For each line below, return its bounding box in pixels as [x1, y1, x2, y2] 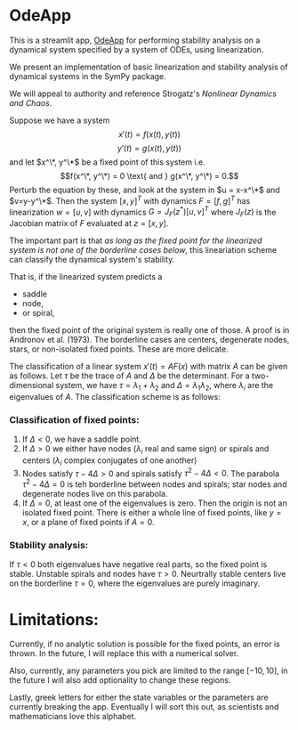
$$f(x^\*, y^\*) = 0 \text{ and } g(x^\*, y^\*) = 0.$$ [60, 170, 239, 181]
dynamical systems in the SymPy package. [9, 70, 166, 81]
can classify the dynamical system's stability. [9, 255, 175, 265]
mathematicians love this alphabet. [9, 711, 137, 722]
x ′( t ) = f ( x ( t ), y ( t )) [118, 128, 181, 139]
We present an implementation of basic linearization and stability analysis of [9, 61, 288, 72]
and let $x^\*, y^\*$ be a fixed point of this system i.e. [9, 157, 206, 167]
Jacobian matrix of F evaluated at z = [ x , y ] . [9, 218, 169, 229]
